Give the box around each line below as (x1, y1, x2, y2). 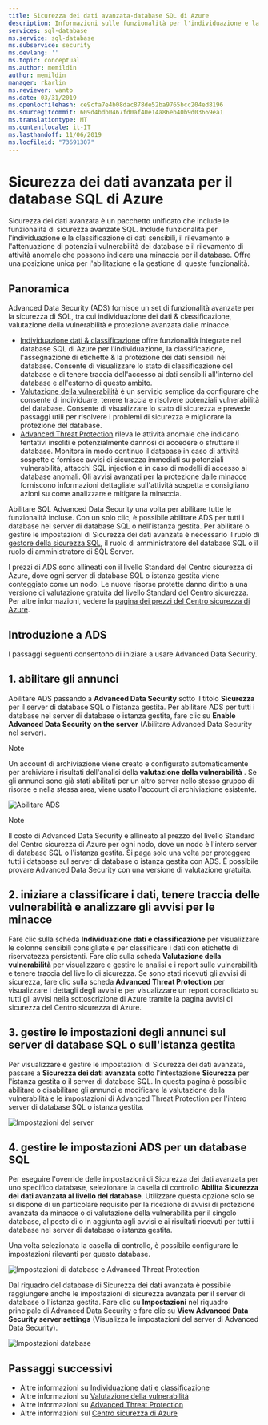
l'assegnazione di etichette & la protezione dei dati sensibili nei (19, 353, 227, 363)
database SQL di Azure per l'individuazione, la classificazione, (19, 344, 226, 354)
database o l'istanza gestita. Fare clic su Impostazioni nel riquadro (8, 1298, 229, 1307)
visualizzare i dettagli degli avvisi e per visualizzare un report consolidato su (8, 985, 259, 995)
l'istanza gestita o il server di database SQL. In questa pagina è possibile (8, 1076, 247, 1086)
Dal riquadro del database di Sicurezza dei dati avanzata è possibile (8, 1280, 232, 1290)
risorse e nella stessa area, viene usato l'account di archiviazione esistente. (8, 784, 258, 793)
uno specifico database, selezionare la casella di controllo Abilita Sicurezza (8, 1182, 258, 1193)
